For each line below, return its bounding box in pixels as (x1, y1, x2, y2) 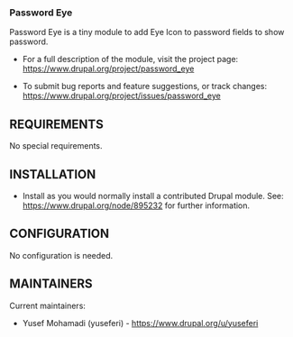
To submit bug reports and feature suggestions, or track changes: (22, 81, 268, 92)
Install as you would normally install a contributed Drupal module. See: (22, 190, 284, 201)
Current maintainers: (9, 300, 86, 311)
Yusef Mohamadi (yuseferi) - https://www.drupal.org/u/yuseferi (22, 317, 259, 328)
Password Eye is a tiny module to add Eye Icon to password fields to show (9, 27, 285, 38)
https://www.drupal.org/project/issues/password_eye (22, 90, 221, 101)
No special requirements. (9, 141, 103, 151)
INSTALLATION (9, 167, 96, 182)
